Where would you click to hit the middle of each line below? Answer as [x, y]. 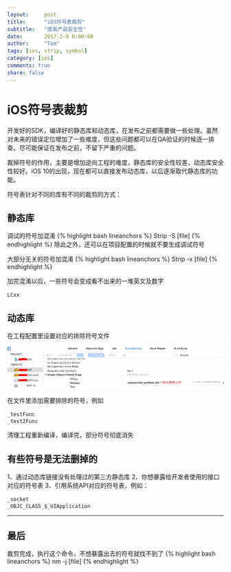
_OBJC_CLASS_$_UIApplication [49, 506]
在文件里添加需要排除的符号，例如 [55, 401]
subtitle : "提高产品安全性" [47, 29]
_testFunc [21, 415]
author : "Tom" [33, 44]
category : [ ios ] [30, 59]
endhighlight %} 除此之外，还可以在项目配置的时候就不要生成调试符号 [106, 244]
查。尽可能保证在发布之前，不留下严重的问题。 [73, 148]
